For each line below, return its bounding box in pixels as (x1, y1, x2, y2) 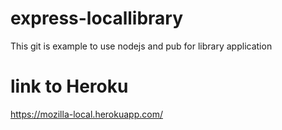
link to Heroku (10, 75, 129, 98)
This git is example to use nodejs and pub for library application (10, 40, 273, 52)
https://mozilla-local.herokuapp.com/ (10, 108, 163, 120)
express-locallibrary (10, 7, 184, 30)
